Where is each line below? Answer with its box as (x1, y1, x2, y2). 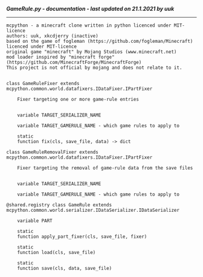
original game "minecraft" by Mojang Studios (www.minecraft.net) (6, 49, 177, 55)
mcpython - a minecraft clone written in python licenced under (6, 22, 172, 28)
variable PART (17, 218, 53, 224)
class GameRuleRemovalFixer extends (6, 149, 98, 155)
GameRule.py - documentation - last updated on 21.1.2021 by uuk (6, 5, 175, 12)
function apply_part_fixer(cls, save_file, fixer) (17, 234, 147, 240)
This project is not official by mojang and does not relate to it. (6, 65, 182, 71)
